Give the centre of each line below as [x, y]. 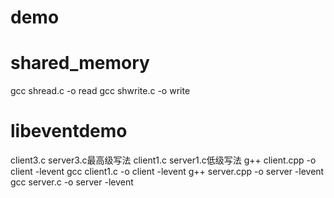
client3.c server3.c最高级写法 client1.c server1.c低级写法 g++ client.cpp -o [163, 160]
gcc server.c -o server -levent [72, 182]
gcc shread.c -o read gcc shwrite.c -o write [100, 91]
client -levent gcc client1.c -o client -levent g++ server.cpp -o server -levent [167, 172]
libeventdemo [69, 131]
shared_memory [80, 63]
